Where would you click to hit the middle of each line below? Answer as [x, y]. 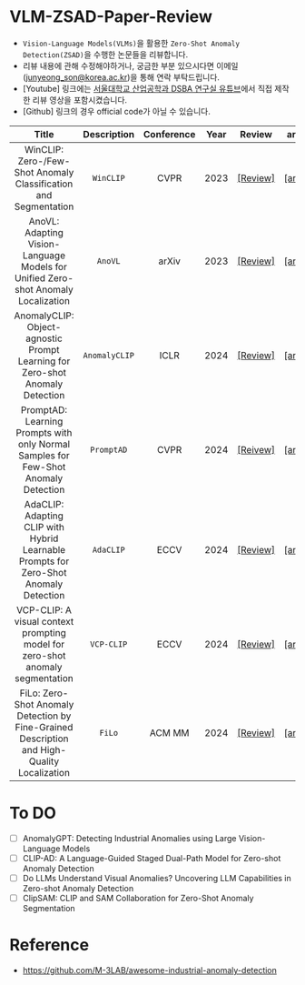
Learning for [44, 361]
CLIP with [44, 527]
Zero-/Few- [44, 161]
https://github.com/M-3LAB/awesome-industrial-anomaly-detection [149, 970]
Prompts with [44, 432]
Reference [49, 945]
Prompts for [44, 561]
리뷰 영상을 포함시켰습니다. [80, 100]
